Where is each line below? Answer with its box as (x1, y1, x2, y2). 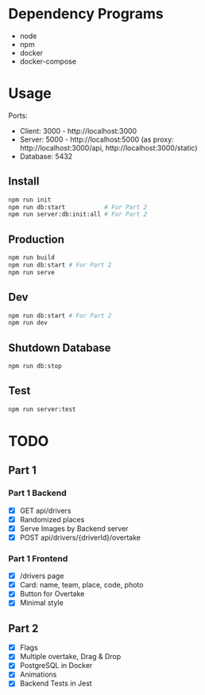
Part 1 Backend (8, 487, 67, 498)
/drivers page (19, 571, 64, 581)
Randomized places (19, 514, 85, 524)
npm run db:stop (8, 362, 62, 370)
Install (8, 174, 40, 188)
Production (8, 232, 65, 246)
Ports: (8, 111, 28, 120)
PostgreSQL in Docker (19, 661, 93, 670)
